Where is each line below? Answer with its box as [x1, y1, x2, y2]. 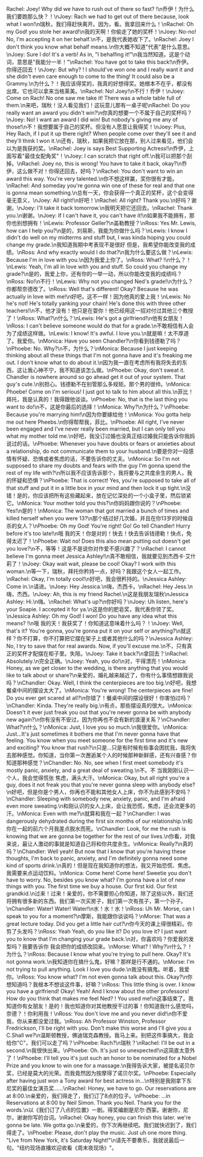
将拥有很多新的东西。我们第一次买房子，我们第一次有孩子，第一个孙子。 [6, 897, 186, 905]
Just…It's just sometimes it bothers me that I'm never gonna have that [6, 730, 180, 737]
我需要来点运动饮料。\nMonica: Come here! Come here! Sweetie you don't [6, 870, 192, 876]
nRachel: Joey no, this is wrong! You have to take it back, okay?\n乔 [19, 160, 187, 167]
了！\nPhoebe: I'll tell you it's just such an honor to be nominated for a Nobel [6, 1055, 197, 1061]
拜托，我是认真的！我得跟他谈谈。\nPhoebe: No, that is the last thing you [6, 396, 188, 403]
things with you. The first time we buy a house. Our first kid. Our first [6, 883, 177, 890]
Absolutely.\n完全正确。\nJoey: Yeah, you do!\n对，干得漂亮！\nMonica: [6, 657, 187, 665]
